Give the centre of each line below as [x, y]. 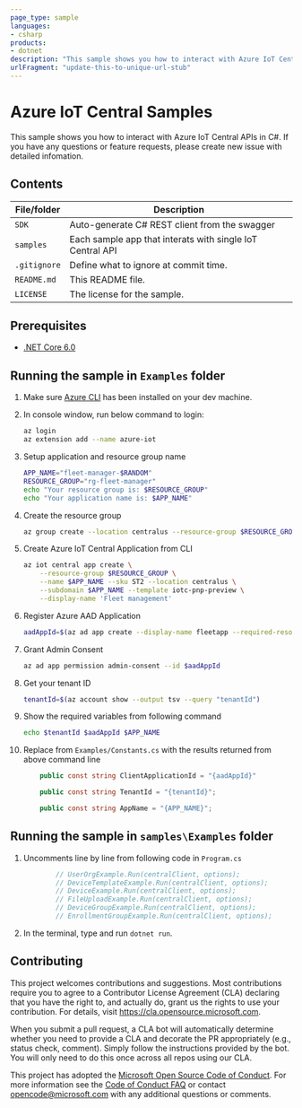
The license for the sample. [127, 294]
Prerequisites [48, 326]
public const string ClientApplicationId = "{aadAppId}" [148, 776]
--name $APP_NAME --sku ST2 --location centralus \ [138, 582]
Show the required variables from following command [122, 716]
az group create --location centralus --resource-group [129, 532]
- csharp [26, 34]
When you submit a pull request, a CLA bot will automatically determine [142, 1029]
